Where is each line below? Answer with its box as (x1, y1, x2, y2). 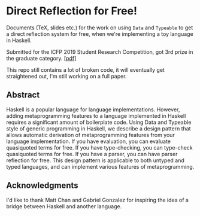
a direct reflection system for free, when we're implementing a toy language (6, 30, 193, 37)
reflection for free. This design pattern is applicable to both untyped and (6, 157, 184, 164)
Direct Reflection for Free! (6, 4, 138, 18)
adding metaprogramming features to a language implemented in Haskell (6, 112, 186, 119)
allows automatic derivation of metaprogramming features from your (6, 131, 175, 138)
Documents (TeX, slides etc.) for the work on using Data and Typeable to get (6, 24, 193, 31)
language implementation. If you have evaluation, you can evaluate (6, 138, 171, 145)
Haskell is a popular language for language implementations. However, (6, 106, 180, 113)
